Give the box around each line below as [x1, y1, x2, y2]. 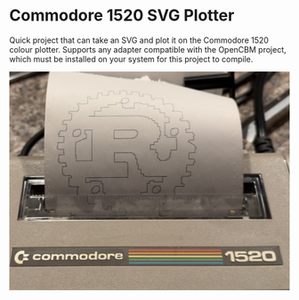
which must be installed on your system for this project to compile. [9, 53, 254, 64]
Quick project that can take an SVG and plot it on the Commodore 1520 [9, 35, 270, 45]
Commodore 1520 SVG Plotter [9, 5, 235, 26]
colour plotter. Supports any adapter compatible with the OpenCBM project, [9, 44, 287, 54]
